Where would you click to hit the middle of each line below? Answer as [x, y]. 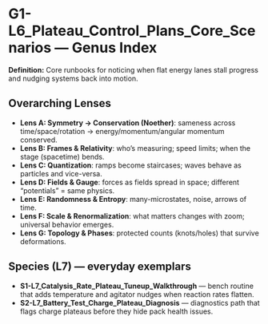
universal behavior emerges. [67, 224]
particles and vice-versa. [61, 173]
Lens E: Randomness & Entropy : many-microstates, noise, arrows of [133, 199]
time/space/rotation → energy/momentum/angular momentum [122, 131]
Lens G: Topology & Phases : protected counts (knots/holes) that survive [140, 233]
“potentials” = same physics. [67, 190]
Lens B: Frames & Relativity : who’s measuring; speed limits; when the [135, 148]
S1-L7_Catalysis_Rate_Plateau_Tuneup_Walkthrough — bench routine [137, 286]
